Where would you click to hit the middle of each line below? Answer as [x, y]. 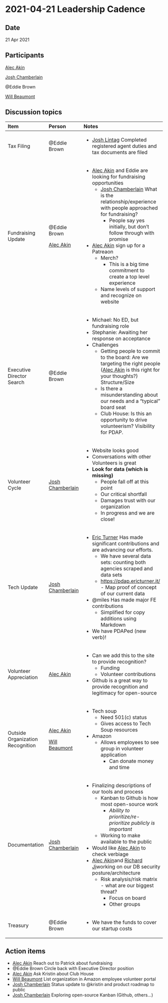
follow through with [132, 232]
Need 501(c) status [124, 717]
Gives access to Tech [126, 723]
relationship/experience [128, 201]
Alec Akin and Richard [117, 860]
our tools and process [118, 791]
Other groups [125, 904]
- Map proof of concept [128, 587]
